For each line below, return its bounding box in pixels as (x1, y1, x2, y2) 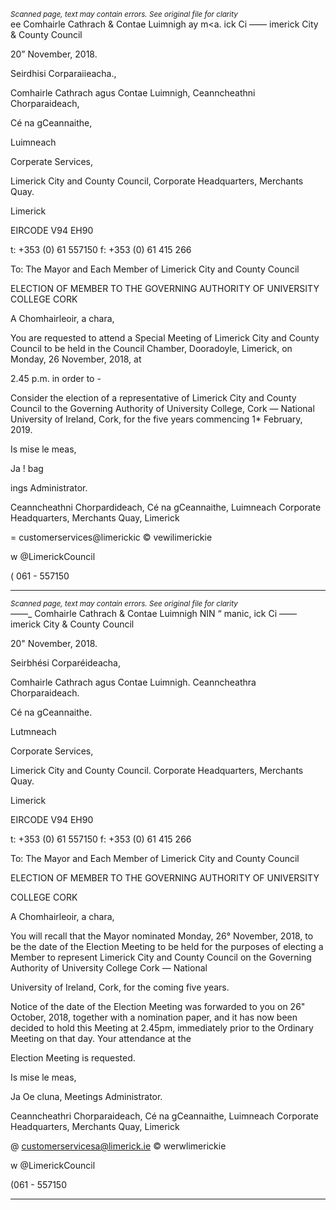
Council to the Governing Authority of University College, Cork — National (10, 403, 315, 414)
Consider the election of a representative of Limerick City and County (10, 392, 297, 404)
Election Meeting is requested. (10, 1052, 136, 1064)
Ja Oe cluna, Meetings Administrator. (10, 1091, 163, 1102)
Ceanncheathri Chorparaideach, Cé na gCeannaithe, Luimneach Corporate (10, 1110, 319, 1122)
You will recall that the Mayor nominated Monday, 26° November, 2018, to (10, 930, 314, 942)
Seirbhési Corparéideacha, (10, 657, 121, 669)
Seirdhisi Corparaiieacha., (10, 68, 117, 79)
